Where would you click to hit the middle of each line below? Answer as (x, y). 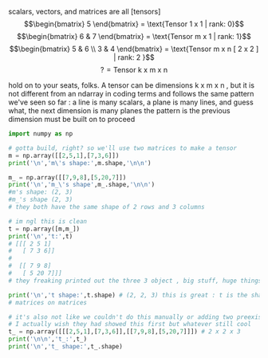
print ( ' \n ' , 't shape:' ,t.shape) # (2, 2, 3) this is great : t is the (128, 295)
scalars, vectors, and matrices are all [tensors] (85, 12)
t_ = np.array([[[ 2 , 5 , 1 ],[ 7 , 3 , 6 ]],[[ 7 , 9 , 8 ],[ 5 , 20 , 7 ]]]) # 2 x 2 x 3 (124, 332)
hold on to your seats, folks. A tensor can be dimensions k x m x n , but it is (132, 85)
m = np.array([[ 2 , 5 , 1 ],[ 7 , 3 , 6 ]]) (64, 155)
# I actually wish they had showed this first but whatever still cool (130, 325)
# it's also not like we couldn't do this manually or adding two (121, 317)
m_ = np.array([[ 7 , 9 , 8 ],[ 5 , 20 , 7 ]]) (67, 177)
